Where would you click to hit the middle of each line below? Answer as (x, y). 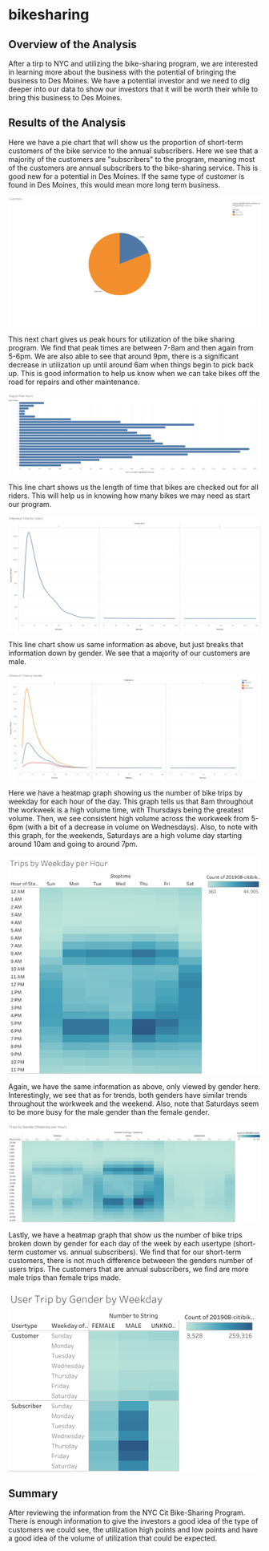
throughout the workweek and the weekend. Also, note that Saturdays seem (134, 1104)
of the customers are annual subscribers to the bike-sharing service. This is (133, 168)
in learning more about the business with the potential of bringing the (122, 72)
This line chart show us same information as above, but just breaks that (126, 644)
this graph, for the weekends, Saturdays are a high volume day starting (125, 835)
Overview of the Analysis (73, 45)
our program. (30, 504)
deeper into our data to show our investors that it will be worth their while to (133, 89)
